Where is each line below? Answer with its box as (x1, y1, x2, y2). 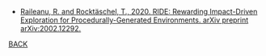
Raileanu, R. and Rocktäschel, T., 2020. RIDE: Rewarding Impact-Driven (19, 7, 258, 16)
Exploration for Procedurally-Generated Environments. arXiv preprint (19, 15, 249, 25)
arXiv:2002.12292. (19, 24, 82, 33)
